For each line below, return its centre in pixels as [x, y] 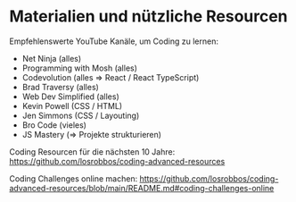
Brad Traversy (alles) [61, 87]
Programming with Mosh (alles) [80, 68]
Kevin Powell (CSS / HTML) [72, 105]
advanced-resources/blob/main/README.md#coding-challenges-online [142, 188]
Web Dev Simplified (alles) [70, 97]
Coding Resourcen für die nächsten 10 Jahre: [92, 151]
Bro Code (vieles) [54, 125]
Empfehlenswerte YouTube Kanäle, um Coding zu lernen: [114, 41]
